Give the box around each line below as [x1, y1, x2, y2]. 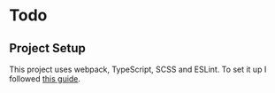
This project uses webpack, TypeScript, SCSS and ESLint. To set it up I [9, 64, 267, 74]
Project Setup [9, 41, 87, 56]
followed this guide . [9, 74, 81, 84]
